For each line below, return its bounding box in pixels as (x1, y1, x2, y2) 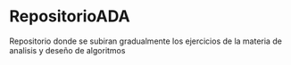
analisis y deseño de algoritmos (9, 45, 126, 55)
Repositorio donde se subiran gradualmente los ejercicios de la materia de (9, 36, 283, 46)
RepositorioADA (9, 6, 131, 27)
